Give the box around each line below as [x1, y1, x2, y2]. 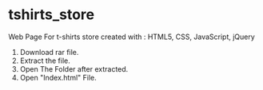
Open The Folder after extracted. [19, 64, 129, 73]
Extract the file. [19, 56, 70, 65]
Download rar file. [19, 47, 79, 57]
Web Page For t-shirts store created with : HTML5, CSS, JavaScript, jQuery [8, 32, 256, 41]
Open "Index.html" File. [19, 72, 98, 82]
